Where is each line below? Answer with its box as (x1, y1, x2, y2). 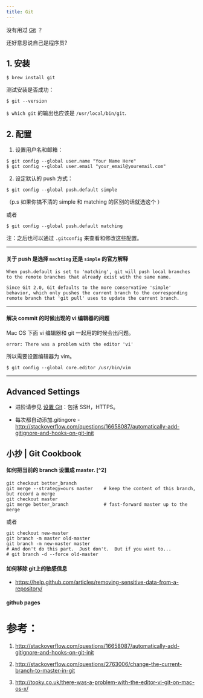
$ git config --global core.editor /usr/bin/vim (6, 364, 131, 370)
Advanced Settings (6, 387, 80, 397)
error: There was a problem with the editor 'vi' (6, 341, 134, 347)
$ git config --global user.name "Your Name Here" (6, 158, 137, 164)
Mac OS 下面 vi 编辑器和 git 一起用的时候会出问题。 (6, 329, 134, 336)
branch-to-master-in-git (14, 667, 76, 674)
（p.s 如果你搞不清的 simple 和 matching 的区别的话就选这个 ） (6, 198, 163, 205)
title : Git (6, 8, 34, 15)
